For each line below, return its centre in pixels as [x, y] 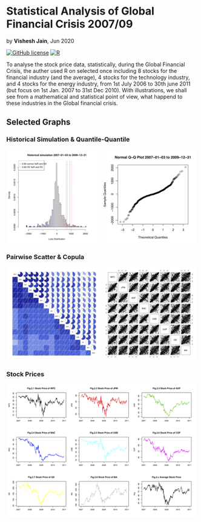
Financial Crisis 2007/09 [70, 24]
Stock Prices [25, 374]
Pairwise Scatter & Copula [45, 257]
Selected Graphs [38, 122]
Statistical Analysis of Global [80, 11]
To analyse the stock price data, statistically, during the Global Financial [96, 64]
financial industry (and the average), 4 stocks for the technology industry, [98, 77]
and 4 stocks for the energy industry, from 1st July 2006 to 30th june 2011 [98, 84]
